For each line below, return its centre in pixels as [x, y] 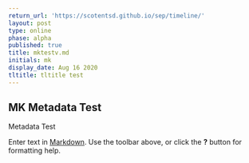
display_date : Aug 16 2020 [53, 68]
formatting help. [35, 151]
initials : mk [30, 61]
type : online [30, 30]
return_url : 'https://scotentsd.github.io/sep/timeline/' [107, 16]
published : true [35, 46]
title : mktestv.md [39, 53]
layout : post [30, 23]
